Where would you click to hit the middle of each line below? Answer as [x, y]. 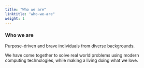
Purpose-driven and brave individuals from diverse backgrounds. [70, 46]
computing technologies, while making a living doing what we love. [72, 60]
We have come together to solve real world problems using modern [72, 55]
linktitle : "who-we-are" [30, 14]
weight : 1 [15, 18]
